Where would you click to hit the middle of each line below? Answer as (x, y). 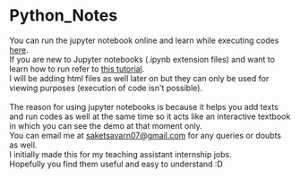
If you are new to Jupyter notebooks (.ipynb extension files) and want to (142, 59)
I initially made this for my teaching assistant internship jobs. (121, 154)
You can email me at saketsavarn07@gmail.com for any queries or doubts (146, 135)
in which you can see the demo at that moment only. (106, 125)
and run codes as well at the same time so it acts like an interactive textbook (150, 116)
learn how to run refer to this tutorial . (77, 69)
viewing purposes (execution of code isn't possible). (106, 88)
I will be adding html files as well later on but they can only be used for (139, 78)
